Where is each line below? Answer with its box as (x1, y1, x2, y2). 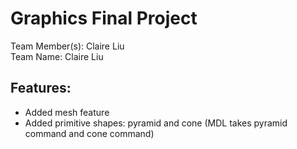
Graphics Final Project (10, 7, 198, 30)
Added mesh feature (24, 106, 110, 118)
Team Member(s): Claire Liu (10, 40, 125, 52)
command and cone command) (24, 127, 155, 139)
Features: (10, 80, 72, 97)
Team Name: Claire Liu (10, 50, 104, 62)
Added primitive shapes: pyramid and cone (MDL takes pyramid (24, 117, 288, 129)
